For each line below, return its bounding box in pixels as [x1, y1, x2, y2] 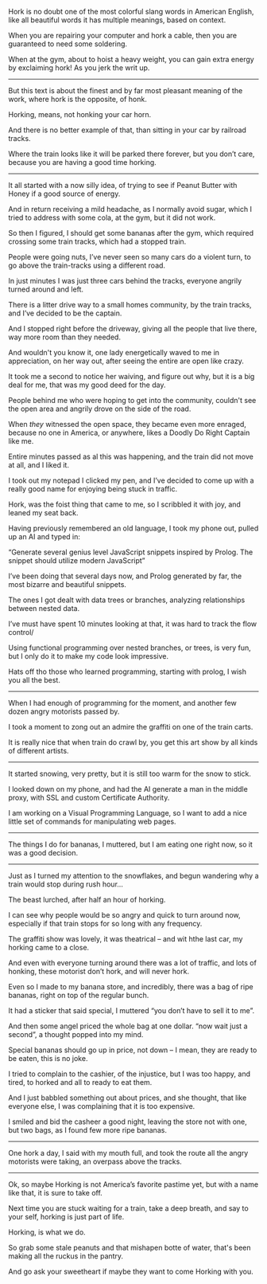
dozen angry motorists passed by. [8, 707, 120, 716]
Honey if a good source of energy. [8, 189, 121, 198]
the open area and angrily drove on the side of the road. [8, 404, 192, 413]
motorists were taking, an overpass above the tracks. [8, 1157, 183, 1166]
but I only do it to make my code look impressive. [8, 652, 169, 660]
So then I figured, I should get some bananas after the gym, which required [8, 229, 254, 237]
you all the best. [8, 675, 61, 684]
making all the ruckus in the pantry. [8, 1251, 124, 1261]
